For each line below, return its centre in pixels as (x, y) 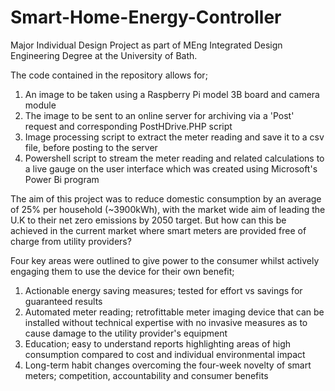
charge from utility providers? (71, 241)
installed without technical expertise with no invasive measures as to (166, 322)
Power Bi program (62, 179)
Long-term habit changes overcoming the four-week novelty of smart (168, 365)
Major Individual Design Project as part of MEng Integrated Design (146, 45)
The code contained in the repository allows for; (109, 75)
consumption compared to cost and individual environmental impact (165, 354)
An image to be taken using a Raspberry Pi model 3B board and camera (172, 94)
